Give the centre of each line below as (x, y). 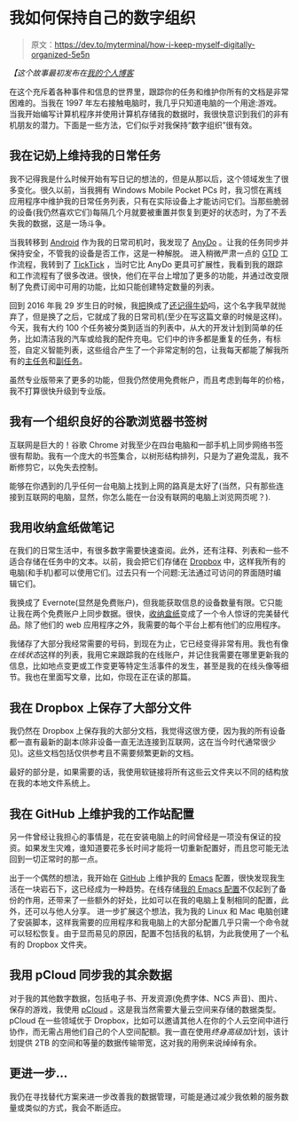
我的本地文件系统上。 (55, 783)
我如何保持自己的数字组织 (103, 18)
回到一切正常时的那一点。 (56, 859)
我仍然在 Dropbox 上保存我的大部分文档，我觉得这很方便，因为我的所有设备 (148, 731)
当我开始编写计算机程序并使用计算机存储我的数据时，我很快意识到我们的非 (145, 114)
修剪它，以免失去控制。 (59, 466)
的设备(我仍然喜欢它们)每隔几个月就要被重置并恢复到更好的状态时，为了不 (144, 212)
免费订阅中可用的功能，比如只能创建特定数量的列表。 (122, 286)
